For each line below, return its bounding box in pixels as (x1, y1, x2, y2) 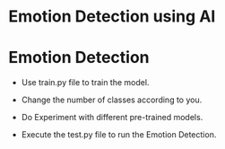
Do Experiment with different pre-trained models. (21, 112, 203, 123)
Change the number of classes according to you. (21, 94, 203, 105)
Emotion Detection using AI (8, 6, 216, 27)
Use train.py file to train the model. (21, 77, 150, 88)
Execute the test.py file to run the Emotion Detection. (21, 129, 217, 140)
